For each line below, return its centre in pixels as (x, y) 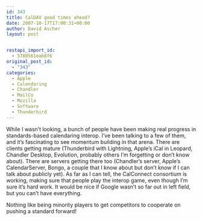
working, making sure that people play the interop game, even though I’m (97, 180)
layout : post (23, 34)
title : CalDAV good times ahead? (48, 17)
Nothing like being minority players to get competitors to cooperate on (93, 205)
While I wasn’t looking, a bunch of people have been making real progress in (101, 129)
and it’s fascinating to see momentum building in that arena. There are (93, 142)
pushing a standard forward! (42, 211)
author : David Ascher (33, 29)
